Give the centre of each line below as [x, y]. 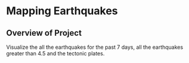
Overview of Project [44, 33]
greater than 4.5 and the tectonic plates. [55, 53]
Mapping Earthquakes [62, 11]
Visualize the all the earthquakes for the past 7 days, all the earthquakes [95, 47]
